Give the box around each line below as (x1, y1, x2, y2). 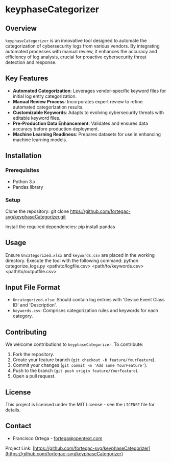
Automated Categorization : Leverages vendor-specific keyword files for (12, 87, 166, 94)
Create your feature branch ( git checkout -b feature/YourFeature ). (12, 357, 156, 363)
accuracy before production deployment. (12, 125, 100, 131)
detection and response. (5, 59, 57, 65)
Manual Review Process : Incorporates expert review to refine (12, 98, 143, 104)
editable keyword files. (12, 115, 61, 121)
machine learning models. (12, 137, 67, 143)
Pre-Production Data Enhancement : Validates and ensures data (12, 120, 148, 126)
